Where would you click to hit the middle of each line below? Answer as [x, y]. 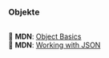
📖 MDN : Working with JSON [54, 45]
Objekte [24, 12]
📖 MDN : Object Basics [45, 37]
